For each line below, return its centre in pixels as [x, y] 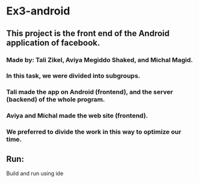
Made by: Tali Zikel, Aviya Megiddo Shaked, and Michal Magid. [99, 60]
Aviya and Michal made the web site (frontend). [77, 116]
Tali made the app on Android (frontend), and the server [90, 92]
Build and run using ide [35, 173]
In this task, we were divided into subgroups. [73, 76]
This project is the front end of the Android [88, 33]
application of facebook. [53, 42]
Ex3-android [38, 11]
